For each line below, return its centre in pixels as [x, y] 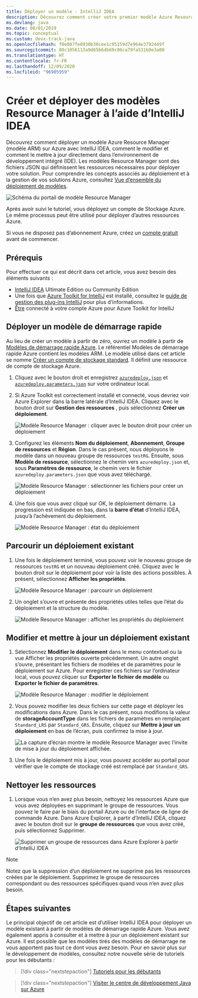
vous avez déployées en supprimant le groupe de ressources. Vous [96, 805]
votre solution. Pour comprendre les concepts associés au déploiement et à [98, 174]
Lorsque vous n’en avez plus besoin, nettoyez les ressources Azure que [102, 799]
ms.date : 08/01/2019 [32, 28]
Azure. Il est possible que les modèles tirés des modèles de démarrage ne [96, 941]
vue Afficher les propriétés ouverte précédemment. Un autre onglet [96, 658]
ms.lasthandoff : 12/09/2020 [41, 66]
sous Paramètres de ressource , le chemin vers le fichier [83, 468]
